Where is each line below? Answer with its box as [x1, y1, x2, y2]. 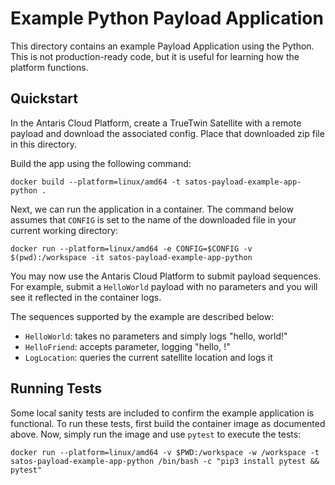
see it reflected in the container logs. [10, 291, 162, 303]
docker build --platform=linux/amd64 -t [10, 177, 182, 187]
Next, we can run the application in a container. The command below [10, 203, 294, 215]
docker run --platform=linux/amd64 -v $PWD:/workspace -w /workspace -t [10, 447, 320, 457]
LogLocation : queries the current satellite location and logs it [24, 351, 273, 363]
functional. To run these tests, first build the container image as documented [10, 417, 326, 429]
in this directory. [10, 138, 77, 150]
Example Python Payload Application [10, 7, 324, 30]
